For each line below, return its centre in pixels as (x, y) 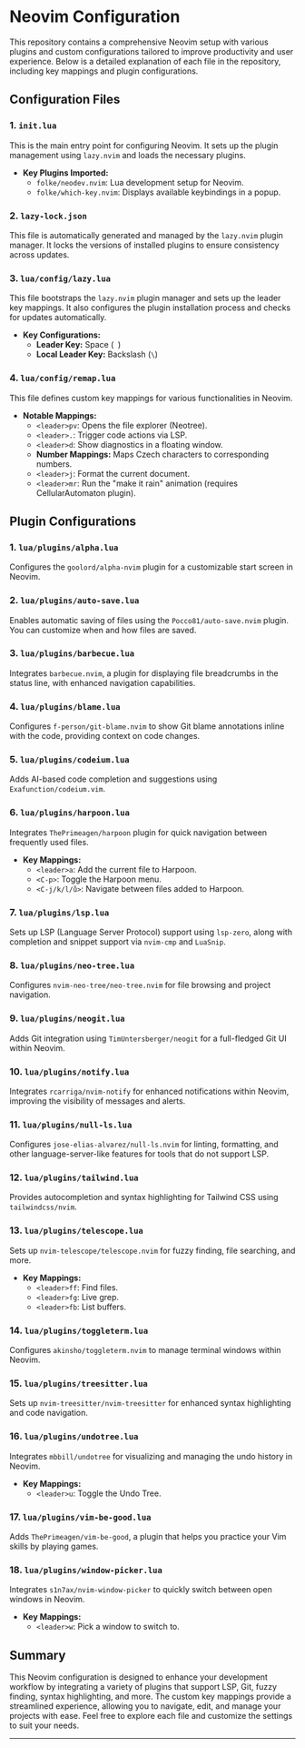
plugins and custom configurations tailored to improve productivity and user (152, 51)
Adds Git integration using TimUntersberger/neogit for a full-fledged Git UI (148, 1038)
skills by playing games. (54, 1546)
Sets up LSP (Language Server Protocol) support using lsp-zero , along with (151, 932)
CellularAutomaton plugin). (86, 492)
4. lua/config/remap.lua (63, 378)
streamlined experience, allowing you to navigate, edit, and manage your (145, 1706)
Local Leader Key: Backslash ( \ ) (97, 354)
